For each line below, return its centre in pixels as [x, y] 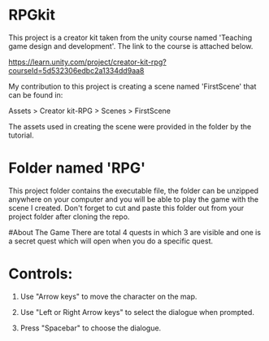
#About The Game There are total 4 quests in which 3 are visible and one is [135, 232]
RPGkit [32, 15]
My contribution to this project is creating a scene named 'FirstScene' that [132, 86]
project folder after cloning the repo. [69, 216]
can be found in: [36, 94]
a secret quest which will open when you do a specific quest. [111, 241]
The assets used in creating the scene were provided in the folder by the [130, 126]
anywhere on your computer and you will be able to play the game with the [133, 199]
